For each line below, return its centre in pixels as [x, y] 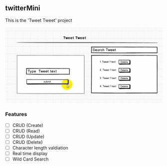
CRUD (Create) [28, 125]
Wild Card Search [30, 159]
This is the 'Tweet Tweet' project [39, 20]
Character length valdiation [40, 147]
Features [16, 114]
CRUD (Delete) [28, 142]
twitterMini [23, 8]
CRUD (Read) [26, 131]
